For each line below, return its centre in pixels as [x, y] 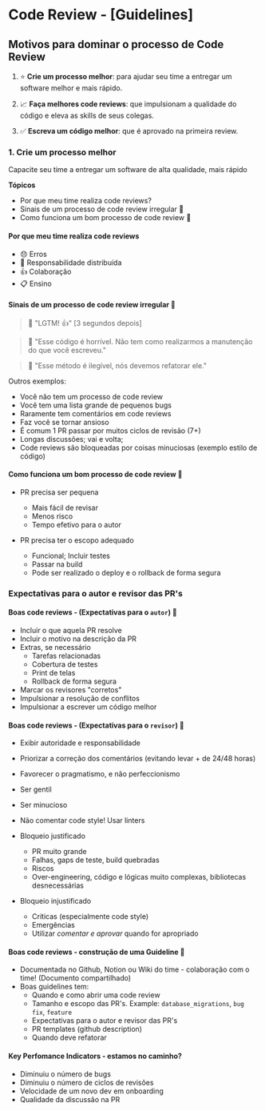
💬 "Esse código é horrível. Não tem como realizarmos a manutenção [140, 341]
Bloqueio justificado [53, 836]
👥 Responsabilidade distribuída [71, 263]
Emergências [53, 925]
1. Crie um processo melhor [62, 152]
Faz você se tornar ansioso [64, 422]
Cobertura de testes [65, 664]
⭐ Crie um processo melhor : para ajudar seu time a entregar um [126, 76]
